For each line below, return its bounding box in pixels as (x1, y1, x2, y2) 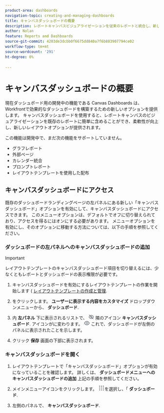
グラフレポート (12, 145, 42, 152)
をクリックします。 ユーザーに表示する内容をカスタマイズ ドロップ (12, 298, 147, 304)
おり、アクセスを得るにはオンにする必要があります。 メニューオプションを (5, 218, 155, 224)
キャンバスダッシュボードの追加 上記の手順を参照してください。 (12, 375, 142, 381)
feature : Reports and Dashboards (5, 34, 73, 39)
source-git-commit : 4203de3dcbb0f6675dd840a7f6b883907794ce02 (5, 39, 134, 44)
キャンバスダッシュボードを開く (5, 351, 81, 358)
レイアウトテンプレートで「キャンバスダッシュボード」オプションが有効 (12, 363, 158, 369)
